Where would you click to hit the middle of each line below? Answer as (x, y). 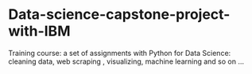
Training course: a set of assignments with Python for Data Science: (120, 53)
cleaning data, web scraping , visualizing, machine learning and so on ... (126, 61)
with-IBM (39, 31)
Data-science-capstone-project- (119, 15)
